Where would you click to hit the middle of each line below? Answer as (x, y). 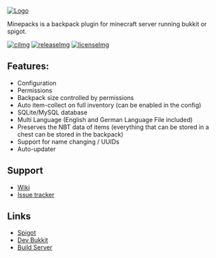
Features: (28, 67)
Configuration (37, 83)
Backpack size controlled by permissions (76, 97)
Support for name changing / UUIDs (68, 141)
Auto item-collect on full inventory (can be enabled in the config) (109, 105)
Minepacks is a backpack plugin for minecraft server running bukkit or (107, 24)
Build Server (35, 248)
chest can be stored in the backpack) (70, 134)
